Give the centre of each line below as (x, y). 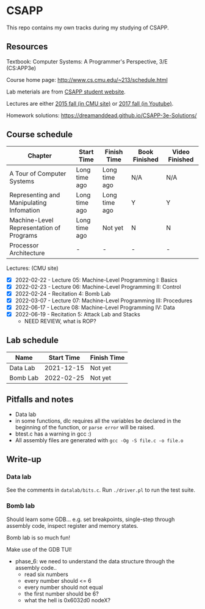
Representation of (35, 228)
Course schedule (40, 135)
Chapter (39, 155)
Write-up (24, 459)
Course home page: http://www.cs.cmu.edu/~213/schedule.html (87, 79)
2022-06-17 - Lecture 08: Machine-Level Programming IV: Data (95, 307)
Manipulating (28, 202)
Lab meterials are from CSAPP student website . (66, 92)
